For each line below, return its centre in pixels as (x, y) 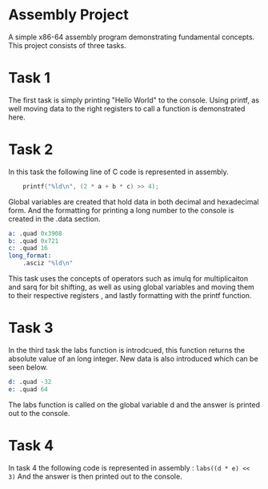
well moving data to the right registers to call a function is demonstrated (127, 108)
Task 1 (29, 78)
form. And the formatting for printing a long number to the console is (121, 210)
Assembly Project (69, 15)
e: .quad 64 (28, 389)
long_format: (30, 256)
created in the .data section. (55, 219)
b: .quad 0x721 (34, 241)
